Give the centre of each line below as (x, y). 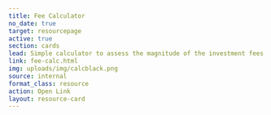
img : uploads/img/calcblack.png (63, 69)
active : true (31, 38)
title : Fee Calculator (47, 16)
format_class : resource (49, 83)
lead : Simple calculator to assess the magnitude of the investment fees (136, 53)
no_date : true (33, 23)
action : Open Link (39, 91)
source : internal (38, 76)
